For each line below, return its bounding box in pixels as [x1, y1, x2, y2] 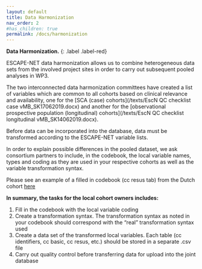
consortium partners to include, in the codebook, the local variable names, [6, 152, 191, 159]
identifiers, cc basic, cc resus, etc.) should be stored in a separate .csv [14, 238, 191, 246]
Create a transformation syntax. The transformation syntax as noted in [14, 212, 190, 220]
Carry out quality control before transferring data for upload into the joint [14, 251, 196, 258]
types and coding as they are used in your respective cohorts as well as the [6, 158, 194, 165]
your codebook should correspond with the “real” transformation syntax [14, 219, 194, 226]
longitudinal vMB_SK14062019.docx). [6, 116, 98, 123]
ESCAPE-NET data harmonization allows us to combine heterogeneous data [6, 60, 195, 67]
